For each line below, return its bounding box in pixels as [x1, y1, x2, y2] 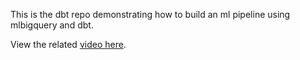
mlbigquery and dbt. [10, 19, 94, 31]
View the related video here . [10, 39, 127, 50]
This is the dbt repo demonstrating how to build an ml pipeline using [10, 9, 291, 20]
